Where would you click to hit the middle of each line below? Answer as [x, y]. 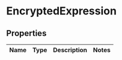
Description [70, 50]
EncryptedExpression [62, 11]
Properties [26, 33]
